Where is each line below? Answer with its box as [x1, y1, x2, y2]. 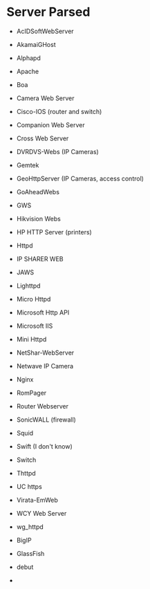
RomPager [16, 389, 47, 397]
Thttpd [16, 469, 36, 477]
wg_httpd [16, 523, 44, 531]
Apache [16, 67, 39, 75]
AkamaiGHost [16, 40, 56, 48]
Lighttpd [16, 281, 41, 290]
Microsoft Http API [16, 308, 70, 317]
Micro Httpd [16, 294, 51, 303]
